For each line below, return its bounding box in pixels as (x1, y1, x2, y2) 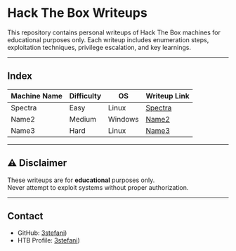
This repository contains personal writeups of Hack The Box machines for (7, 28, 221, 37)
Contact (7, 210, 44, 222)
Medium (69, 114, 97, 124)
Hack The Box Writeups (7, 5, 147, 21)
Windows (107, 114, 139, 124)
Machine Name (11, 91, 63, 101)
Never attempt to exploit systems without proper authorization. (7, 183, 189, 191)
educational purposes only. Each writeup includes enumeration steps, (7, 35, 209, 44)
